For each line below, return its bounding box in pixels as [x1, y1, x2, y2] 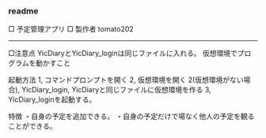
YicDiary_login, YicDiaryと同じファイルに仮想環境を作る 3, [21, 85, 211, 95]
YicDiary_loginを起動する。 [8, 95, 97, 104]
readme [8, 6, 39, 17]
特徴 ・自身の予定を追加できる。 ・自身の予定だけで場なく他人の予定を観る [8, 112, 255, 121]
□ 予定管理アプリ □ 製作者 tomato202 [8, 24, 135, 34]
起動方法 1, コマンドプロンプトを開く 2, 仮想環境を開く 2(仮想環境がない [8, 75, 244, 84]
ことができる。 [8, 121, 57, 131]
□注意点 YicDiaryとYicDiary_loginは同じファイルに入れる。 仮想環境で [8, 49, 237, 58]
